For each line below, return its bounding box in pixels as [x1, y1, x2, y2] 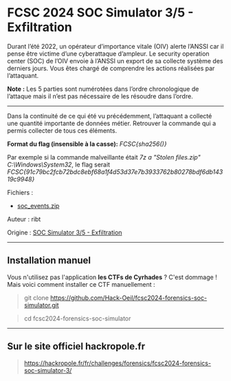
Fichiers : [7, 188, 34, 197]
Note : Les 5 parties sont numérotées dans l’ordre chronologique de [7, 85, 199, 93]
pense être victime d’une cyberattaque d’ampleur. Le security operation [7, 50, 210, 58]
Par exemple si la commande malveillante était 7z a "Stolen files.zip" [7, 153, 201, 161]
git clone [23, 294, 49, 302]
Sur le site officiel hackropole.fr [7, 340, 146, 352]
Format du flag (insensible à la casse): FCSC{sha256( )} [7, 140, 167, 148]
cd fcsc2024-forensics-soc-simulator [23, 314, 131, 323]
